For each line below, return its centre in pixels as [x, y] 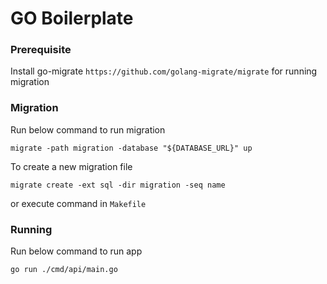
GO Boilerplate [72, 18]
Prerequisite [41, 50]
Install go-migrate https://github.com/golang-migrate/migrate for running [164, 71]
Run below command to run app [76, 251]
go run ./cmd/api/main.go [64, 270]
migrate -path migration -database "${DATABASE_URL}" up [131, 148]
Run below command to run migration [88, 129]
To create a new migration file [71, 166]
